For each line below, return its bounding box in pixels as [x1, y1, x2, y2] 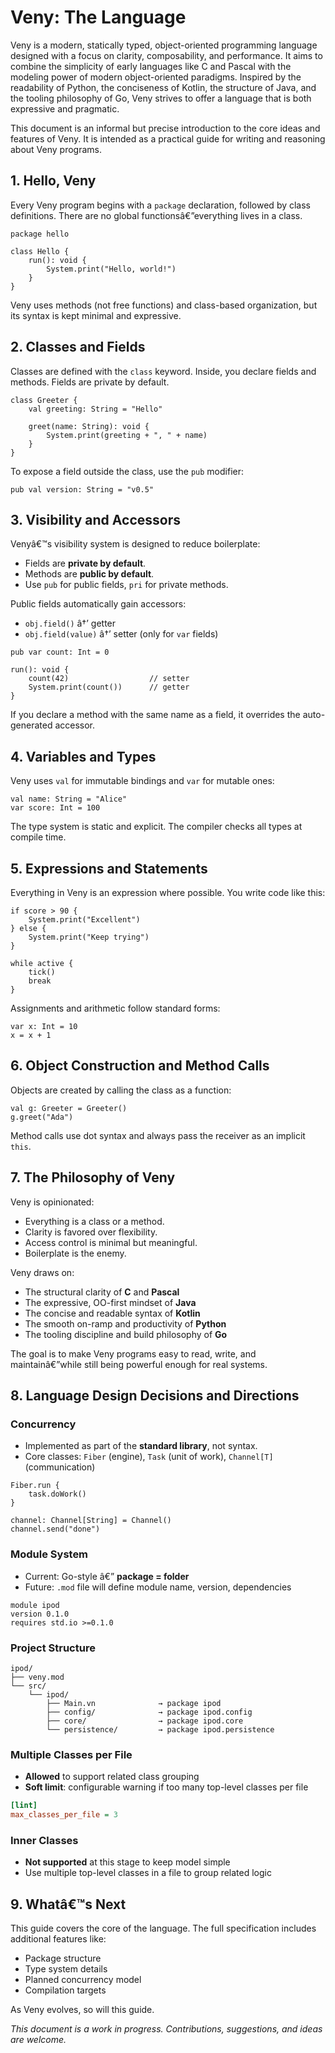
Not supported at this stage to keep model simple [24, 1856, 231, 1868]
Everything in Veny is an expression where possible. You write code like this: [10, 887, 326, 898]
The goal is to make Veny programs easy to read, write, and [10, 1347, 257, 1360]
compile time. [10, 831, 67, 843]
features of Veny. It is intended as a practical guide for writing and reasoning [10, 132, 326, 145]
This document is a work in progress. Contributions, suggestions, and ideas [10, 2023, 323, 2035]
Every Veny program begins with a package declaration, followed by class [10, 199, 312, 211]
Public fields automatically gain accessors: [10, 598, 187, 610]
